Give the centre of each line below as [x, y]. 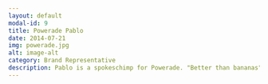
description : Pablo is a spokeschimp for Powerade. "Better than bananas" [135, 68]
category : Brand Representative [62, 61]
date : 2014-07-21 [37, 38]
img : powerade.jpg [39, 46]
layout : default [35, 16]
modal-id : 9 [28, 23]
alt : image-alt [33, 53]
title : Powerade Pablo [46, 30]
